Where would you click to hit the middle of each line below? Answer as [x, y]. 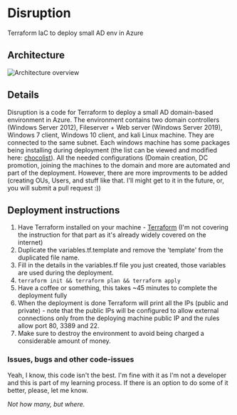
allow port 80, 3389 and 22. [58, 326]
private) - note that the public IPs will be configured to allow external [118, 311]
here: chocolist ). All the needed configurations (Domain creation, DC [108, 158]
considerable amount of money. [64, 341]
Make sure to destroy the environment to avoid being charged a [111, 334]
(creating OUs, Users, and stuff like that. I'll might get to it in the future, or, [116, 180]
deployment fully [42, 296]
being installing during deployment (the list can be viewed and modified [112, 150]
